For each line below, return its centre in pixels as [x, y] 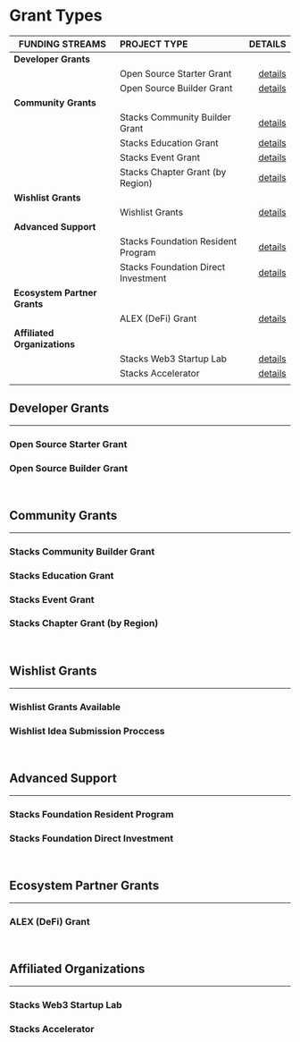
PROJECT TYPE [154, 44]
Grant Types [56, 16]
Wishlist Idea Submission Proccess [87, 731]
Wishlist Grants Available [65, 707]
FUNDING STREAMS [62, 44]
